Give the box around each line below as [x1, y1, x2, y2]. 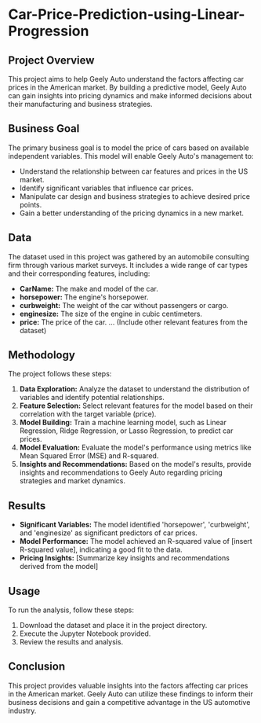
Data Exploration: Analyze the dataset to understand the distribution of [19, 384, 250, 394]
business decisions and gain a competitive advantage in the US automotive [8, 697, 251, 706]
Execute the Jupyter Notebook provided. [19, 629, 151, 638]
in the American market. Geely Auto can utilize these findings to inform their [8, 689, 253, 699]
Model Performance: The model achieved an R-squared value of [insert [19, 537, 252, 546]
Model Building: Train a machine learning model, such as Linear [19, 418, 227, 428]
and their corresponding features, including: [8, 269, 150, 278]
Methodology [8, 348, 76, 362]
